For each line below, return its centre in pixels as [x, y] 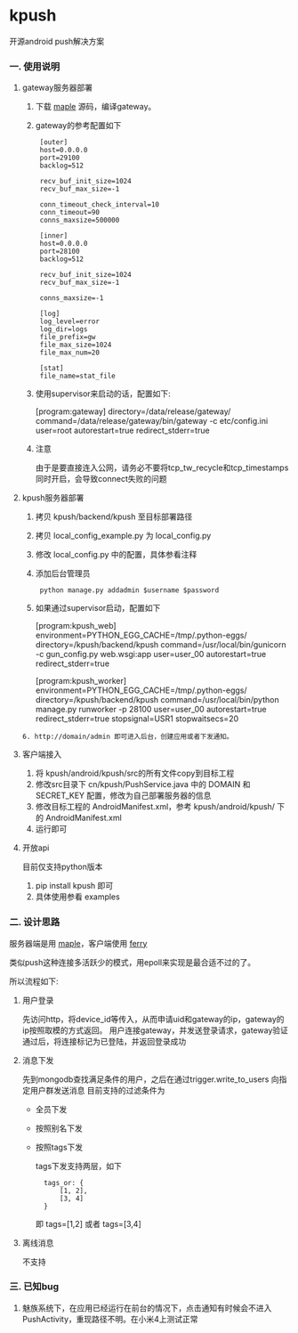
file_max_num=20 [70, 353]
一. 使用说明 [35, 66]
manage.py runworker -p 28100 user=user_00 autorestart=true [151, 710]
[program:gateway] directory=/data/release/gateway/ [133, 411]
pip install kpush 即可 [74, 886]
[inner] [54, 236]
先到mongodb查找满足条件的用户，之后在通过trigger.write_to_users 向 [150, 1079]
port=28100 [60, 252]
